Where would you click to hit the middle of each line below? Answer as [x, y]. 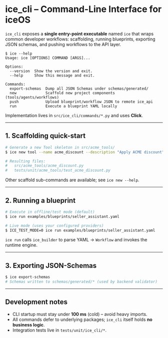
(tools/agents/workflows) [32, 97]
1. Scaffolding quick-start [45, 136]
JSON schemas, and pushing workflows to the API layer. [63, 44]
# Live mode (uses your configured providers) [54, 226]
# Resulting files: [25, 161]
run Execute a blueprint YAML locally [63, 106]
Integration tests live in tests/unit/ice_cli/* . [59, 330]
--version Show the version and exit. [51, 71]
